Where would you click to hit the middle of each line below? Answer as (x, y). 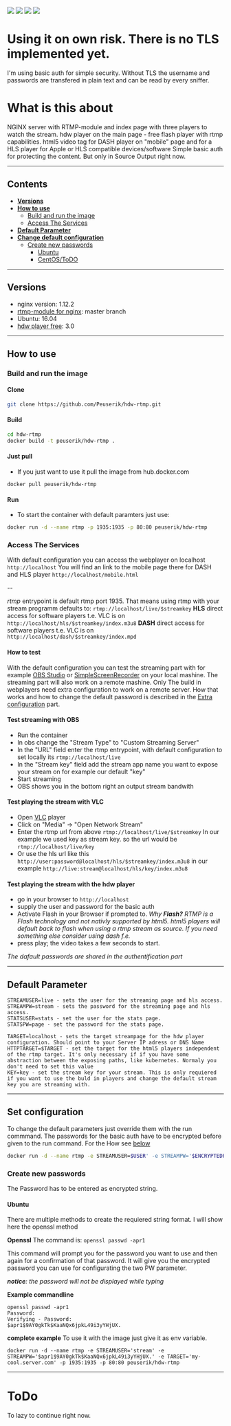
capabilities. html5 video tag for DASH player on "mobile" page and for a (110, 142)
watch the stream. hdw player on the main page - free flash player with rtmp (115, 134)
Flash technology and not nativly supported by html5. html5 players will (119, 921)
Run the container (42, 735)
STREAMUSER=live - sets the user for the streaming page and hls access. (115, 1000)
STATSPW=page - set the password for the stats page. (86, 1024)
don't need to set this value (51, 1067)
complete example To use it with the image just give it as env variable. (107, 1338)
